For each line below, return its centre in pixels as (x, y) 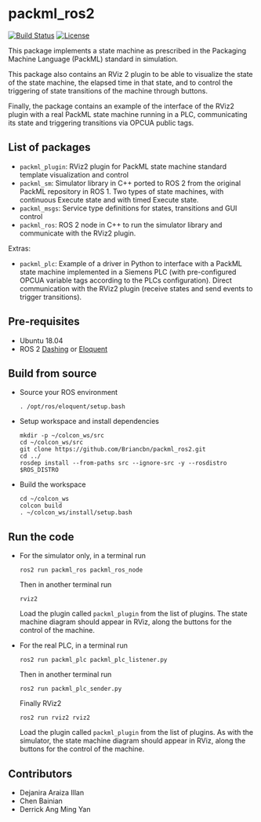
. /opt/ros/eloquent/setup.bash (72, 407)
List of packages (50, 147)
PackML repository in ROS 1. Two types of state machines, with (121, 191)
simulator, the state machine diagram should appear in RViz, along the (132, 741)
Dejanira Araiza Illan (52, 793)
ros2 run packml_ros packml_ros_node (81, 570)
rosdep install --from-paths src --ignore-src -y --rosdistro (123, 463)
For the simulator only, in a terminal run (83, 556)
